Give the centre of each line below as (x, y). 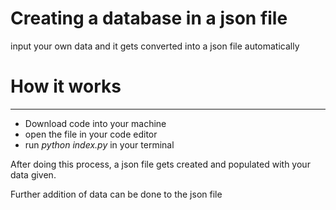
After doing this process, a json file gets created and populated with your (160, 164)
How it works (66, 86)
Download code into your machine (95, 123)
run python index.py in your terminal (99, 144)
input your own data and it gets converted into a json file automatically (155, 46)
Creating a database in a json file (149, 18)
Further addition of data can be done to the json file (116, 194)
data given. (33, 174)
